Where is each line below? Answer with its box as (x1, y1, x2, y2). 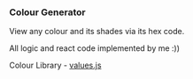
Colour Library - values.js (9, 60, 102, 71)
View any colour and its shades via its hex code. (9, 26, 185, 37)
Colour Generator (9, 6, 86, 18)
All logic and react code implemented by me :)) (9, 43, 180, 54)
